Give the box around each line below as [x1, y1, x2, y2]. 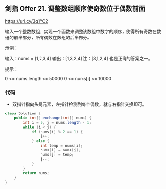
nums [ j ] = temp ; [40, 152, 74, 157]
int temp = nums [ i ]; [40, 143, 83, 148]
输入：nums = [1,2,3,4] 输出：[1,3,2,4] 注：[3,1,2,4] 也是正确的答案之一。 [5, 55, 153, 61]
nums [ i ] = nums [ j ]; [40, 148, 81, 153]
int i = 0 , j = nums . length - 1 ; [23, 120, 92, 125]
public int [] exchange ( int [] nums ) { [14, 115, 92, 120]
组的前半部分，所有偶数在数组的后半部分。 [5, 34, 92, 40]
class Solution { [5, 111, 41, 116]
